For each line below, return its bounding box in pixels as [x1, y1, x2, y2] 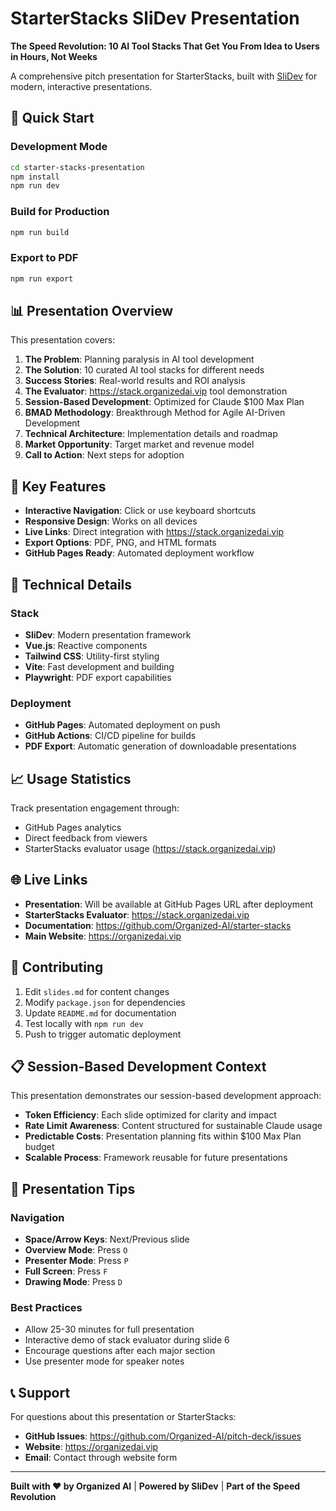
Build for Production [10, 205, 110, 219]
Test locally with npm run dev [24, 1017, 144, 1029]
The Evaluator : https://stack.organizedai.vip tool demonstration [24, 385, 288, 397]
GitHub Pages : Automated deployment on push [24, 719, 221, 731]
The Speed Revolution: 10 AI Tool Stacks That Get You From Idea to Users [10, 40, 320, 52]
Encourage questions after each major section [24, 1345, 216, 1357]
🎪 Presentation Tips [10, 1180, 136, 1197]
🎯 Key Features [10, 478, 107, 495]
